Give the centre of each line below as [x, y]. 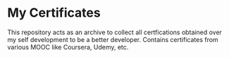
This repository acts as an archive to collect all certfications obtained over [114, 32]
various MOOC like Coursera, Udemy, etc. [68, 47]
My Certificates [54, 13]
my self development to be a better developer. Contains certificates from [113, 39]
